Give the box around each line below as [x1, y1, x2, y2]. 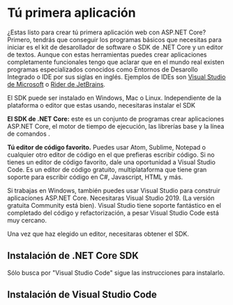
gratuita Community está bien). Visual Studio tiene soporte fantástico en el [7, 201, 222, 209]
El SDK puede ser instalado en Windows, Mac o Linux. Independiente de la [7, 93, 222, 102]
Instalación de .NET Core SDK [7, 250, 140, 262]
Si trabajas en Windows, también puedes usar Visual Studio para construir [7, 186, 220, 194]
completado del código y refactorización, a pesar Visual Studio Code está [7, 208, 220, 217]
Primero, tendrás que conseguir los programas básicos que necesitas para [7, 35, 222, 43]
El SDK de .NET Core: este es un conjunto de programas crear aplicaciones [7, 114, 225, 123]
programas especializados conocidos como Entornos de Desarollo [7, 65, 198, 73]
